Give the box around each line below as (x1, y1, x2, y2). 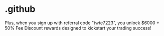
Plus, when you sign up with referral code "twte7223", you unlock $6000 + (5, 20, 160, 26)
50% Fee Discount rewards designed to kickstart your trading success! (5, 25, 151, 31)
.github (5, 3, 36, 15)
